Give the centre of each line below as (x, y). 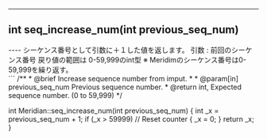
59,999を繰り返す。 (41, 69)
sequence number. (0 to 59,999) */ (66, 95)
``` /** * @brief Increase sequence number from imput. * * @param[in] (124, 78)
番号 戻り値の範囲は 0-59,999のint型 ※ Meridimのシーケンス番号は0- (134, 59)
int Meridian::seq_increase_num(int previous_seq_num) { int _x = (114, 111)
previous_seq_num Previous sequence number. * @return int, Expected (125, 87)
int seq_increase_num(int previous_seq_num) (124, 30)
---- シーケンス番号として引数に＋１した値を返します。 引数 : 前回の (120, 50)
